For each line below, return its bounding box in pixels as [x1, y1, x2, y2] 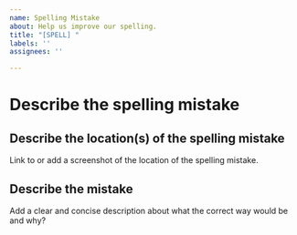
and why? [9, 215, 47, 226]
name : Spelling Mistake [9, 13, 101, 23]
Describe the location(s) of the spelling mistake [9, 130, 285, 146]
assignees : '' [9, 47, 64, 56]
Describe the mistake [9, 181, 133, 197]
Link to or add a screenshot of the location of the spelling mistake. [9, 155, 259, 166]
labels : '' [9, 38, 51, 48]
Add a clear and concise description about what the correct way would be [9, 205, 289, 216]
